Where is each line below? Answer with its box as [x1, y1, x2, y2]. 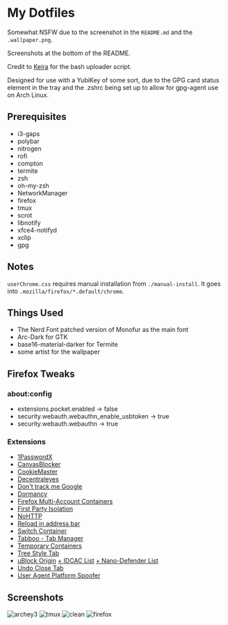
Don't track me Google [17, 483, 83, 491]
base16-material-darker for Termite [17, 340, 118, 349]
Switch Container [17, 527, 67, 535]
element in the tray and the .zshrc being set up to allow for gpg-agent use [7, 83, 219, 91]
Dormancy [17, 490, 47, 498]
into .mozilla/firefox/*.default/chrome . [7, 287, 124, 295]
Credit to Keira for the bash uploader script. [7, 62, 132, 70]
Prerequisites [7, 111, 67, 123]
